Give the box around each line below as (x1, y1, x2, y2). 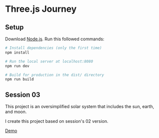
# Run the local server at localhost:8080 (5, 59, 93, 64)
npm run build (5, 77, 34, 82)
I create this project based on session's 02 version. (5, 118, 109, 124)
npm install (5, 50, 29, 55)
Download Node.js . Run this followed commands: (5, 36, 105, 42)
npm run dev (5, 63, 29, 68)
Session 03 (5, 90, 41, 99)
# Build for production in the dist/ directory (5, 72, 105, 77)
